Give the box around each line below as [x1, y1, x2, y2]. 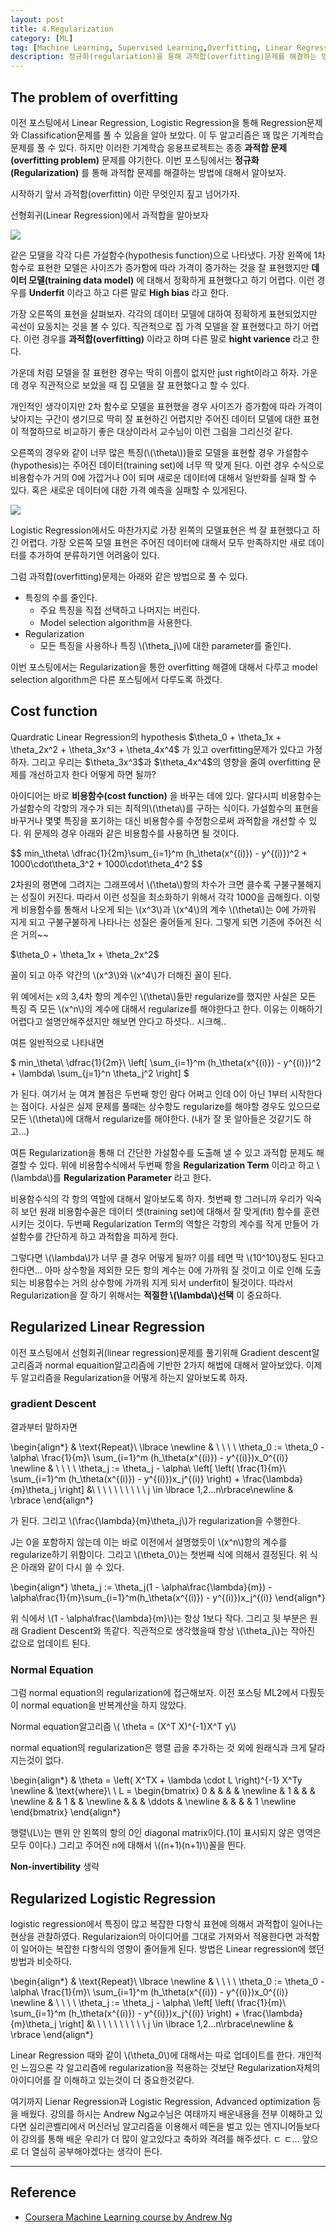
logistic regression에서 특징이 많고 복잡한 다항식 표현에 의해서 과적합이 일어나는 [10, 1917, 324, 1930]
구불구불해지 [273, 878, 322, 890]
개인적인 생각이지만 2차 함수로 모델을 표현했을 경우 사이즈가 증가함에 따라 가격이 [10, 400, 323, 412]
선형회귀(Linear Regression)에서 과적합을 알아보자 [10, 209, 209, 221]
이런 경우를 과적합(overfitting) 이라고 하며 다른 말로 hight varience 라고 [23, 332, 310, 345]
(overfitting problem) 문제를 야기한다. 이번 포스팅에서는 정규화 [10, 154, 260, 166]
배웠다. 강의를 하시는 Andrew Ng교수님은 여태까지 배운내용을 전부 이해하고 [20, 2107, 313, 2120]
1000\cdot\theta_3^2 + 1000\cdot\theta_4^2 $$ [10, 857, 203, 870]
